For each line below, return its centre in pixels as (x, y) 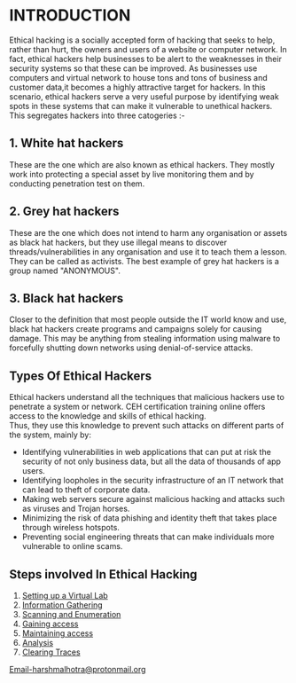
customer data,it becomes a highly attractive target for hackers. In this (137, 87)
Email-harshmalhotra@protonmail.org (78, 669)
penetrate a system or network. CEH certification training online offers (137, 407)
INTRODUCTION (70, 16)
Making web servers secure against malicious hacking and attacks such (153, 499)
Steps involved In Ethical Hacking (103, 574)
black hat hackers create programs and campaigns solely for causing (136, 329)
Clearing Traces (51, 652)
